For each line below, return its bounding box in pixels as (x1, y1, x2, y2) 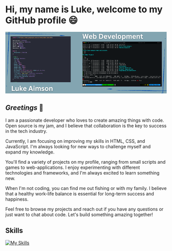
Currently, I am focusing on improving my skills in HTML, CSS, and (5, 138, 145, 144)
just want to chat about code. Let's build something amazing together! (5, 211, 154, 218)
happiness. (5, 196, 29, 202)
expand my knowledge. (5, 149, 55, 155)
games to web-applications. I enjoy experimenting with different (5, 164, 140, 170)
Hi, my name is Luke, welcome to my (5, 4, 163, 15)
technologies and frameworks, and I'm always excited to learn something (5, 169, 160, 176)
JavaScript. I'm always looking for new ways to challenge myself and (5, 143, 151, 149)
